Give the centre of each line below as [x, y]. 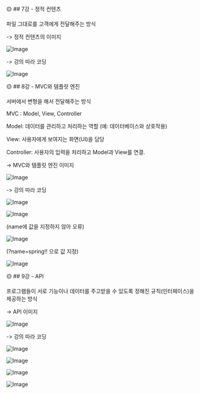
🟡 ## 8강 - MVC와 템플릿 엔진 [43, 86]
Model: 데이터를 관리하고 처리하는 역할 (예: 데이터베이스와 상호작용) [87, 126]
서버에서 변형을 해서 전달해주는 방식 [49, 101]
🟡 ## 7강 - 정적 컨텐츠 [34, 9]
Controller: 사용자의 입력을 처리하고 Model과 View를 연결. [76, 152]
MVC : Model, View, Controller [44, 114]
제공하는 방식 [22, 299]
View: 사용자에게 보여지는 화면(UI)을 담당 [55, 139]
